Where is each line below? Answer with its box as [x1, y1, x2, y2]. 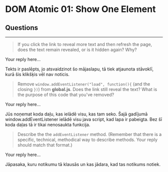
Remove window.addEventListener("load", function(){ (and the [17, 81, 150, 87]
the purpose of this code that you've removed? [17, 91, 114, 97]
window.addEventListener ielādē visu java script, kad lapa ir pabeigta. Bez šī [5, 116, 162, 122]
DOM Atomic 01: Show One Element [5, 3, 156, 15]
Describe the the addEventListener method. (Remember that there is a [17, 131, 162, 137]
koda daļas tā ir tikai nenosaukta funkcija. [5, 121, 90, 127]
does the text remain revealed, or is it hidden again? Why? [17, 46, 137, 52]
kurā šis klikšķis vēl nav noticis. [5, 71, 70, 77]
